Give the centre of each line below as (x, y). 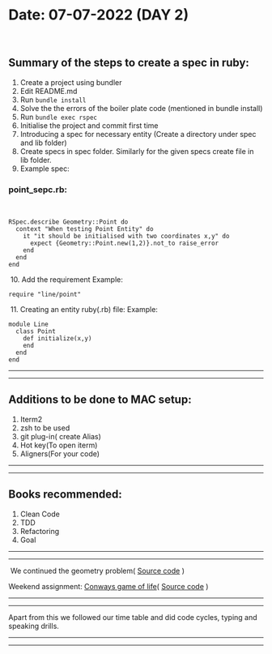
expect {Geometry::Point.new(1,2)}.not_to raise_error (124, 244)
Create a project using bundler (71, 82)
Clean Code (40, 514)
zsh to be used (45, 428)
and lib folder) (43, 143)
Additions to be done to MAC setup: (100, 400)
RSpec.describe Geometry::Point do (68, 222)
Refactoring (40, 531)
